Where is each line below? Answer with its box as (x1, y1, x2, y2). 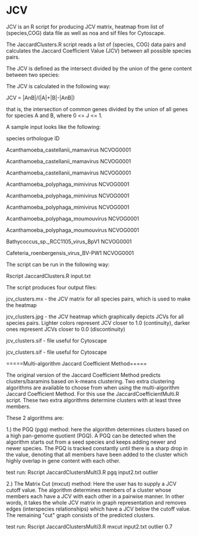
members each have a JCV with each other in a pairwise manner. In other (6, 492, 184, 500)
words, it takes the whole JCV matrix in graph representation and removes (6, 499, 187, 506)
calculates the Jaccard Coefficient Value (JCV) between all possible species (6, 47, 192, 54)
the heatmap (6, 301, 37, 308)
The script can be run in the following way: (6, 261, 110, 268)
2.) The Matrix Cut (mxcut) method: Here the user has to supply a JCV (6, 480, 177, 487)
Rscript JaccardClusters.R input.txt (6, 272, 91, 279)
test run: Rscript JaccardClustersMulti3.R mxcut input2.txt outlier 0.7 (6, 523, 173, 530)
